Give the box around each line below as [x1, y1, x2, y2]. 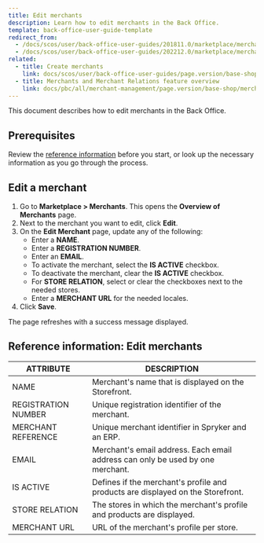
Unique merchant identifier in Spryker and [91, 421, 247, 432]
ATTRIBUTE [26, 363, 71, 374]
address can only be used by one [91, 453, 214, 464]
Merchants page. [19, 210, 77, 219]
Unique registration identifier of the [91, 398, 222, 409]
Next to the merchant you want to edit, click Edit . [19, 218, 178, 228]
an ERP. [91, 431, 120, 442]
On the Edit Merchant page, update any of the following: [19, 227, 203, 236]
